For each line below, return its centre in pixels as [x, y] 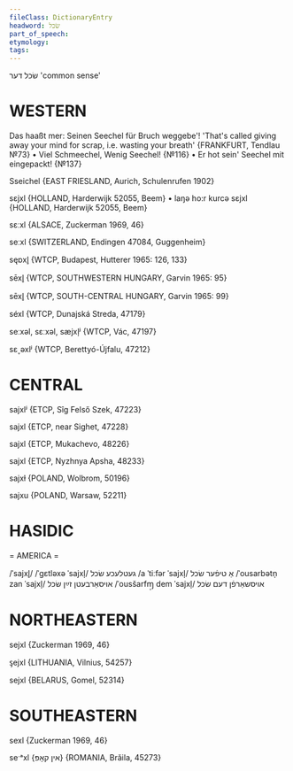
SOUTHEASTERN [73, 716]
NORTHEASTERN [73, 620]
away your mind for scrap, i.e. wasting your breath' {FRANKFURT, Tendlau [145, 145]
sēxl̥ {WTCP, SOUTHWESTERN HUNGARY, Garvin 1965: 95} [118, 278]
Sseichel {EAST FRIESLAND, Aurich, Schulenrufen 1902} [112, 181]
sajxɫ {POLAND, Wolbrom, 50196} [70, 478]
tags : [19, 50]
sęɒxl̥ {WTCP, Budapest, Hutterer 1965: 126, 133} [98, 260]
